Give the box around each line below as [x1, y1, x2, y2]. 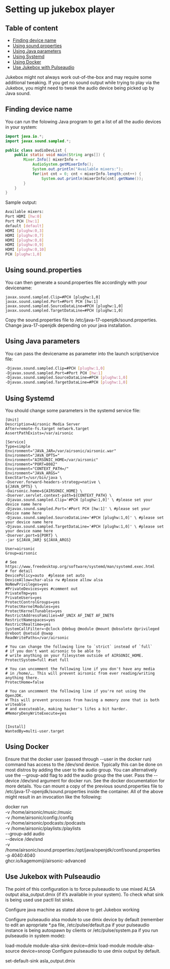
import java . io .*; [5, 134, 44, 139]
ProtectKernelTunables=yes [5, 609, 62, 614]
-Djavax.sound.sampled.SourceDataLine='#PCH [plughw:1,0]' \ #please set [5, 515, 164, 520]
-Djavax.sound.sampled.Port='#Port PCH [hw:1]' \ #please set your [5, 506, 151, 511]
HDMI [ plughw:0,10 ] [5, 247, 47, 252]
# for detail [5, 568, 33, 573]
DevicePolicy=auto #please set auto [5, 573, 85, 578]
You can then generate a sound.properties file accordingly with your [5, 279, 148, 285]
